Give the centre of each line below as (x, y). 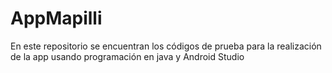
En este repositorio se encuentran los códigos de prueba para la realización (166, 46)
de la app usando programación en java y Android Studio (127, 56)
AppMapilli (56, 18)
